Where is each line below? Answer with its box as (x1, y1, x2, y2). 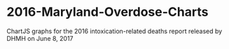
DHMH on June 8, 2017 (6, 34, 74, 42)
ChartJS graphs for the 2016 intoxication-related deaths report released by (6, 27, 223, 35)
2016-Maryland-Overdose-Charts (6, 4, 209, 20)
